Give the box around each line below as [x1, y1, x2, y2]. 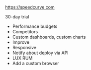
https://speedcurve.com [5, 4, 55, 10]
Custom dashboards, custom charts [12, 34, 86, 40]
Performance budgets [12, 23, 58, 29]
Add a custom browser [12, 61, 60, 66]
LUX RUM [12, 55, 33, 61]
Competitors [12, 29, 38, 34]
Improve [12, 39, 30, 45]
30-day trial [5, 14, 29, 19]
